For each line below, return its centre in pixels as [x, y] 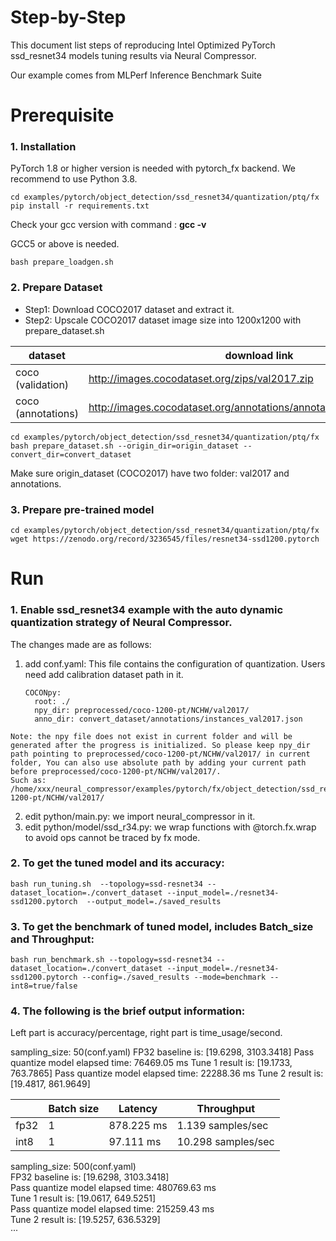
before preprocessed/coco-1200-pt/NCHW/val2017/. [116, 771]
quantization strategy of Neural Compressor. [121, 623]
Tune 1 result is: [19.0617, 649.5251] [83, 1198]
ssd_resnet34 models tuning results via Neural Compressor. [133, 55]
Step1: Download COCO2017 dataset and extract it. [129, 309]
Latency [138, 1109]
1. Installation [43, 147]
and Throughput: [52, 939]
